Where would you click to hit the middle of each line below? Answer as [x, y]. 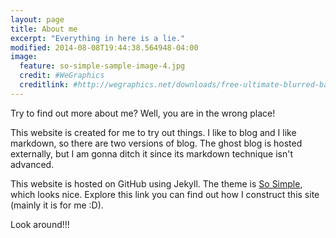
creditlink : [44, 85]
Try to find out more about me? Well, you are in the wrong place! [143, 113]
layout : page [37, 19]
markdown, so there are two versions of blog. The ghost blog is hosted [156, 143]
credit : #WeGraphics [62, 76]
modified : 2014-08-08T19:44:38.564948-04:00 [104, 47]
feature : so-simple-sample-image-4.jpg [102, 66]
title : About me [44, 29]
